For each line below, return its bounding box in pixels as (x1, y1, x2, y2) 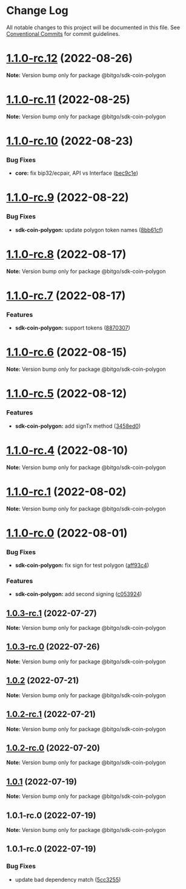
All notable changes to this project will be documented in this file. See (6, 24, 181, 31)
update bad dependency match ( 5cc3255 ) (15, 876, 121, 883)
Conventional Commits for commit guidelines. (6, 30, 120, 37)
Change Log (6, 4, 68, 18)
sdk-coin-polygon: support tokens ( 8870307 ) (15, 324, 130, 331)
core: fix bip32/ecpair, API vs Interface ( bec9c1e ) (15, 169, 138, 177)
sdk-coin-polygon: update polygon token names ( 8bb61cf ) (15, 226, 164, 234)
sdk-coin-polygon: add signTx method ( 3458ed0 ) (15, 422, 141, 430)
